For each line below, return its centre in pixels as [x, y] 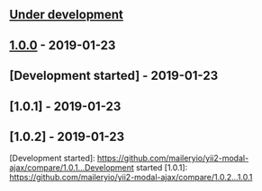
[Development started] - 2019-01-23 [114, 76]
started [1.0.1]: [162, 168]
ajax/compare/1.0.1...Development [72, 168]
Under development [67, 15]
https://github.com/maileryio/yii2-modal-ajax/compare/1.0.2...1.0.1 [131, 178]
